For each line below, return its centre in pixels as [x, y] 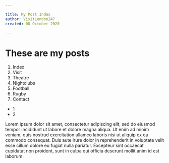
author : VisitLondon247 [30, 19]
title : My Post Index [28, 14]
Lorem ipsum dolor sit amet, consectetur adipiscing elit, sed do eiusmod [80, 124]
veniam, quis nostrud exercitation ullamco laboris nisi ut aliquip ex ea [77, 135]
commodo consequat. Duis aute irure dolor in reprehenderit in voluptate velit [84, 140]
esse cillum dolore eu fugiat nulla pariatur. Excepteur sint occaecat [74, 146]
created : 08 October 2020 [32, 24]
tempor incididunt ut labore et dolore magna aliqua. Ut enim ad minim [77, 130]
